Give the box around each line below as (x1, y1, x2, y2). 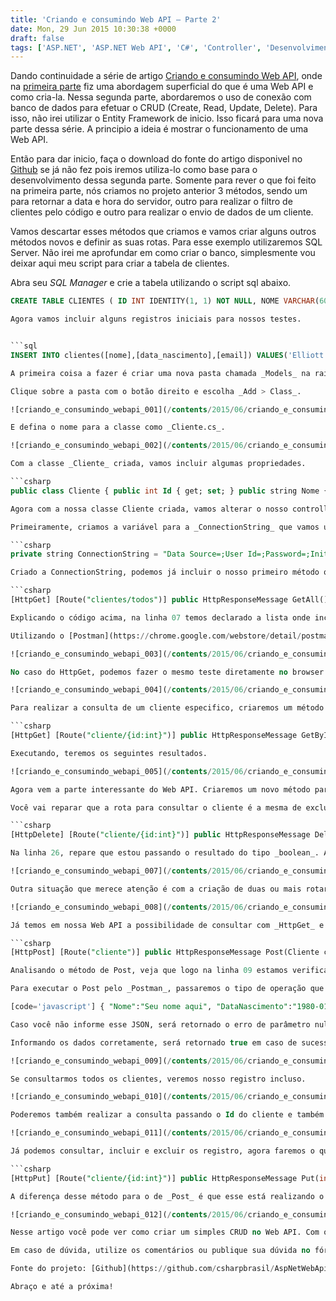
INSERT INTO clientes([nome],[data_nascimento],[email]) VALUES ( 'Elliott (10, 350, 325, 360)
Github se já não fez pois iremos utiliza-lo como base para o (10, 164, 258, 176)
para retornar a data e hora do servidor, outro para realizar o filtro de (10, 196, 293, 208)
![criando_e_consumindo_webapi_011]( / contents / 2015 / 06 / (10, 1128, 248, 1138)
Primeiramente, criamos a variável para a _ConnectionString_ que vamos (10, 522, 320, 532)
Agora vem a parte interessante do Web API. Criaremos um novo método (10, 784, 311, 795)
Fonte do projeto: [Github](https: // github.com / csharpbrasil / (10, 1264, 275, 1274)
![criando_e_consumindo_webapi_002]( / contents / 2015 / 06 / (10, 441, 248, 451)
